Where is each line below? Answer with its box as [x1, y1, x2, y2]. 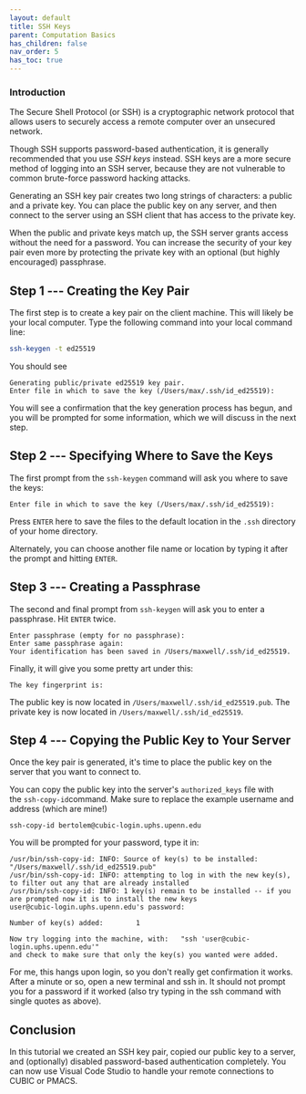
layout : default [9, 13, 71, 23]
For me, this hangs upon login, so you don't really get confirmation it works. [9, 966, 293, 977]
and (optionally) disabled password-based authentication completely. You [9, 1056, 287, 1068]
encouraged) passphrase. [9, 256, 107, 267]
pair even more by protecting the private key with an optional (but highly [9, 247, 280, 258]
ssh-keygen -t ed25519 [9, 344, 96, 354]
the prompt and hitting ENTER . [9, 553, 118, 564]
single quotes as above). [9, 995, 102, 1006]
